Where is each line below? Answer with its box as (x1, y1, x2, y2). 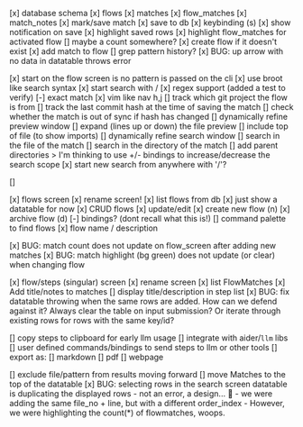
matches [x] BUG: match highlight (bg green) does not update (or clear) (9, 250, 276, 260)
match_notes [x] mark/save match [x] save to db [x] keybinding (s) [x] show (9, 17, 291, 28)
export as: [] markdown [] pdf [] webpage (9, 351, 164, 362)
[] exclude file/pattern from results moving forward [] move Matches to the (9, 369, 286, 379)
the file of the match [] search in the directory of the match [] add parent (9, 140, 279, 150)
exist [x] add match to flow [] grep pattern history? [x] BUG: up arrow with (9, 46, 284, 57)
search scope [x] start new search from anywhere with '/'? (9, 159, 227, 169)
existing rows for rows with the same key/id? (9, 315, 175, 325)
